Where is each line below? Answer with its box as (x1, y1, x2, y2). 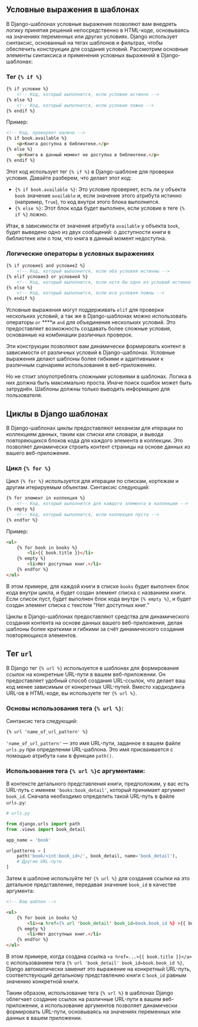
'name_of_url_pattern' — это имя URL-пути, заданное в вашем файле (6, 739, 181, 747)
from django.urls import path (6, 821, 81, 827)
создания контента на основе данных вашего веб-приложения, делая (6, 619, 183, 626)
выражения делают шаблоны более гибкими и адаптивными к (6, 355, 164, 362)
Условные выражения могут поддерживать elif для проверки (6, 306, 164, 313)
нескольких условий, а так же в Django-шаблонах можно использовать (6, 312, 187, 320)
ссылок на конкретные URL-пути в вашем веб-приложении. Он (6, 671, 166, 678)
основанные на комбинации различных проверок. (6, 331, 133, 338)
